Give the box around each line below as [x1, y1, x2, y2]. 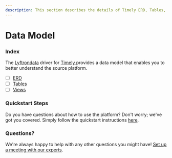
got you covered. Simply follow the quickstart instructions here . [5, 116, 139, 123]
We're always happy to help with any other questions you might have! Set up [5, 141, 167, 147]
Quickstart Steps [5, 100, 49, 107]
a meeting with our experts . [5, 147, 63, 153]
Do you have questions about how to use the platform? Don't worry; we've [5, 111, 162, 117]
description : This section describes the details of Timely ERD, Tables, [5, 7, 166, 13]
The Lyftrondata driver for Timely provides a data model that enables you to [5, 60, 165, 66]
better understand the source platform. [5, 65, 88, 71]
